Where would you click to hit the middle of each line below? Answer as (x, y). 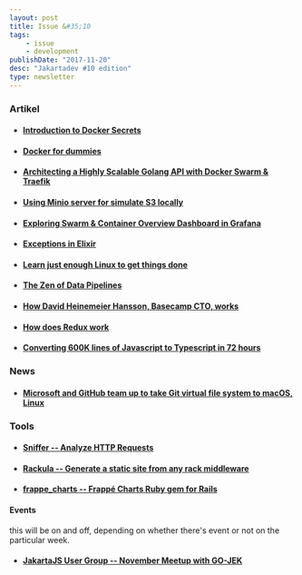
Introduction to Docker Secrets (82, 130)
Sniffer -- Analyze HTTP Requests (88, 448)
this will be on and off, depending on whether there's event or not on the (145, 530)
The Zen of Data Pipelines (72, 285)
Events (23, 511)
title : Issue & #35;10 (50, 26)
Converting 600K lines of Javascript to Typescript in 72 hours (141, 348)
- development (52, 52)
